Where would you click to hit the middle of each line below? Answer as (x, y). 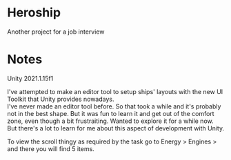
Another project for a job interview (56, 32)
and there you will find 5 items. (51, 148)
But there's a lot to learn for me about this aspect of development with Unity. (116, 128)
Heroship (34, 13)
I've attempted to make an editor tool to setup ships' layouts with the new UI (115, 91)
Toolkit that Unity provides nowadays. (61, 99)
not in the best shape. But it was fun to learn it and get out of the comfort (111, 113)
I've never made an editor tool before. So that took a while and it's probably (114, 106)
